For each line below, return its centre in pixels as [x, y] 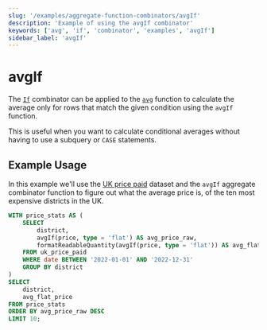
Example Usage [48, 165]
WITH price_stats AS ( [46, 215]
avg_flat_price [48, 297]
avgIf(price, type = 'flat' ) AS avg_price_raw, [117, 238]
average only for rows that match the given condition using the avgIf [121, 107]
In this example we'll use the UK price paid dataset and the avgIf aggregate [132, 184]
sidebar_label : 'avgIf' [48, 38]
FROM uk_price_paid [55, 252]
